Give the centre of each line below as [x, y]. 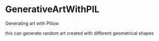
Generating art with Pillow [32, 23]
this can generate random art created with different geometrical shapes [79, 33]
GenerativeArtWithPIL [52, 9]
